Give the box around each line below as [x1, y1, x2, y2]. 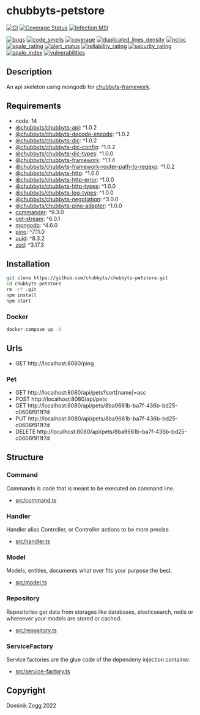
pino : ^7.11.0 [15, 228, 45, 235]
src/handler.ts [15, 538, 51, 545]
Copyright [6, 686, 46, 696]
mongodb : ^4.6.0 [15, 222, 58, 229]
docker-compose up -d [6, 327, 62, 333]
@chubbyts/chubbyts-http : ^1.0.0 [15, 169, 100, 177]
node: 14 [15, 117, 37, 125]
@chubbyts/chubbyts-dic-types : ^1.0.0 [15, 150, 114, 157]
